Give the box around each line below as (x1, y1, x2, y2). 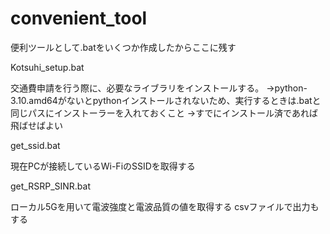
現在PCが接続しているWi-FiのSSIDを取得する (10, 160, 196, 172)
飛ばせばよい (10, 119, 63, 131)
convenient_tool (10, 7, 148, 30)
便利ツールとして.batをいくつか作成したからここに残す (10, 41, 237, 53)
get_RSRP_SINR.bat (10, 180, 91, 192)
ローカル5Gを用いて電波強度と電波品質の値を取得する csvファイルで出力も (10, 200, 320, 212)
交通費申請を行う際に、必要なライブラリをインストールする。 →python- (10, 82, 308, 94)
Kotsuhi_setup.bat (10, 61, 85, 73)
